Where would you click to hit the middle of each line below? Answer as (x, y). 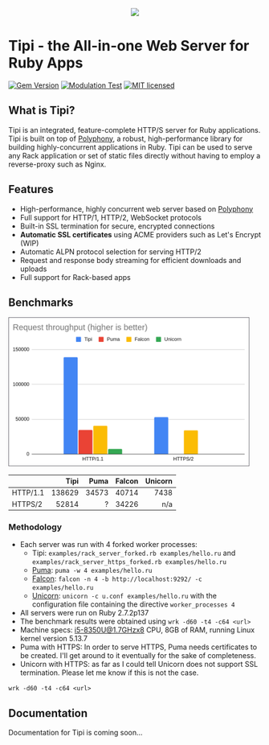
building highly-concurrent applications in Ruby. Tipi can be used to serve (130, 147)
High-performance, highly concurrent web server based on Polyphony (137, 208)
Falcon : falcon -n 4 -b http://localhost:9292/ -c (117, 578)
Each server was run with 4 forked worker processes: (109, 545)
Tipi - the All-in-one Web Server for (129, 46)
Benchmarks (41, 302)
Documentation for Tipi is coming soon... (75, 733)
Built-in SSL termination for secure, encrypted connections (117, 226)
